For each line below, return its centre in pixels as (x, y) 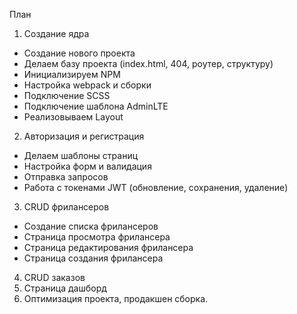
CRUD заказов (54, 277)
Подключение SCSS (67, 95)
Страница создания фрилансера (93, 258)
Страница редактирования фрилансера (108, 247)
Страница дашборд (65, 288)
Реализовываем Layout (73, 117)
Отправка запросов (66, 177)
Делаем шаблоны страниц (81, 155)
